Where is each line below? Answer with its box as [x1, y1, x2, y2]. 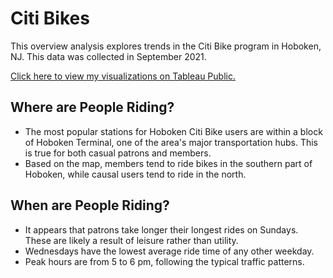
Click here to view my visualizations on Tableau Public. [10, 70, 236, 82]
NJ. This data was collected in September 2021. [10, 50, 207, 62]
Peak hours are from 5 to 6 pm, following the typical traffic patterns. [24, 255, 305, 267]
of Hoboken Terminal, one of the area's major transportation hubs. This [24, 136, 318, 148]
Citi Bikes [10, 7, 90, 30]
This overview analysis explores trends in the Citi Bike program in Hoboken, [10, 40, 322, 52]
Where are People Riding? [10, 99, 175, 116]
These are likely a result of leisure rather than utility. [24, 234, 239, 246]
